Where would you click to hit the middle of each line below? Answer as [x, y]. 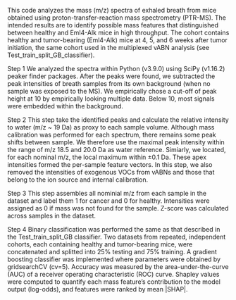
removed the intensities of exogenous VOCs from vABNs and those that [111, 172]
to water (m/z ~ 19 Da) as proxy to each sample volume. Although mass [111, 127]
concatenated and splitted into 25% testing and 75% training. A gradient [112, 252]
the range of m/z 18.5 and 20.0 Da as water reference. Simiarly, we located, [117, 150]
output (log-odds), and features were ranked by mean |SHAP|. [98, 289]
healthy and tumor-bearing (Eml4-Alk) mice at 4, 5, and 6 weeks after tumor [117, 40]
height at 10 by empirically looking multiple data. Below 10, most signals [111, 99]
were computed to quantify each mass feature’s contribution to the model [114, 282]
